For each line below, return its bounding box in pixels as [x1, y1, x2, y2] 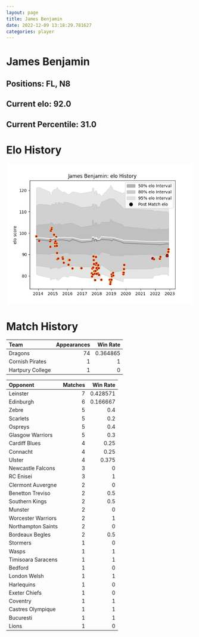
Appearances [55, 341, 91, 348]
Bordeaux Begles [8, 531, 51, 538]
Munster [8, 506, 30, 513]
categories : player [6, 29, 55, 35]
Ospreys [8, 423, 30, 430]
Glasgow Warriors [8, 432, 53, 439]
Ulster [8, 456, 24, 463]
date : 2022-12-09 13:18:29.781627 [6, 22, 92, 28]
